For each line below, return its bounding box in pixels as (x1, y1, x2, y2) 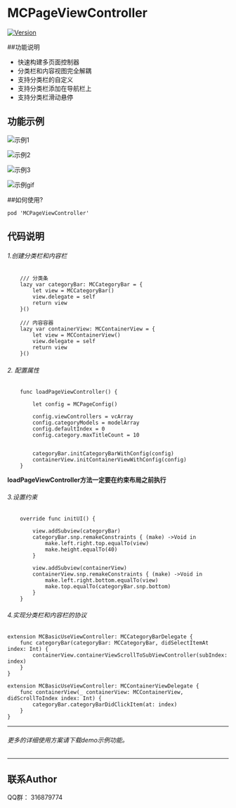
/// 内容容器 (20, 319, 54, 327)
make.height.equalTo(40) (44, 546, 118, 553)
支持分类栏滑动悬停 (17, 93, 74, 101)
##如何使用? (7, 195, 44, 204)
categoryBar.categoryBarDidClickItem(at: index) (32, 701, 178, 708)
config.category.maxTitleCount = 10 (32, 431, 140, 438)
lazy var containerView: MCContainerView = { (20, 325, 156, 332)
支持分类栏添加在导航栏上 (17, 84, 92, 92)
